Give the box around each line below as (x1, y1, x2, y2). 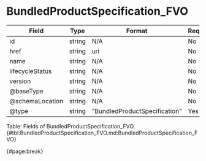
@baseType (9, 87, 44, 95)
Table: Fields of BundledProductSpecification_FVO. (6, 122, 135, 130)
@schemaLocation (9, 96, 63, 105)
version (9, 77, 31, 85)
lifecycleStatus (9, 66, 52, 75)
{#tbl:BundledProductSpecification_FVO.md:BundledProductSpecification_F (6, 129, 198, 136)
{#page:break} (6, 147, 44, 155)
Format (126, 26, 148, 35)
